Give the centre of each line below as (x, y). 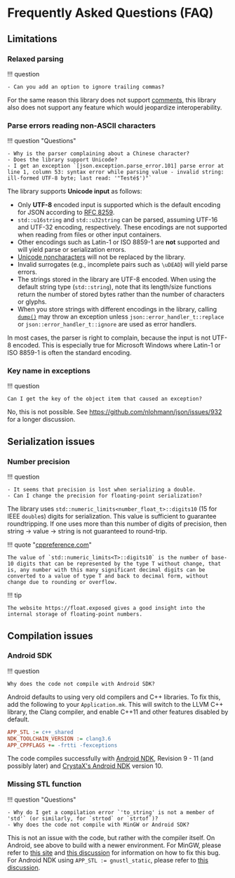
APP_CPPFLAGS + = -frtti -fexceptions (62, 745)
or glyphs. (32, 302)
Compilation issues (50, 636)
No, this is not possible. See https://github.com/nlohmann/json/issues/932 (115, 412)
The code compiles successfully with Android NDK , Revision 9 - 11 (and (110, 759)
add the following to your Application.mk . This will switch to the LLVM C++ (115, 704)
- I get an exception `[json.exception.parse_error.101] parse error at (116, 166)
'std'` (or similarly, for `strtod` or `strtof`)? (83, 818)
